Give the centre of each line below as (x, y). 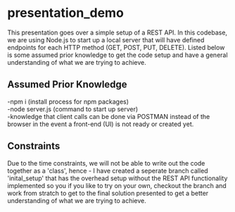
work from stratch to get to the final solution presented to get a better (108, 193)
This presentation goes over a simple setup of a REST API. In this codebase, (117, 32)
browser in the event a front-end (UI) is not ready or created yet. (101, 124)
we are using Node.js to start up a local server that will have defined (106, 39)
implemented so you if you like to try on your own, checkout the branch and (117, 185)
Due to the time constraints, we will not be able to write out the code (106, 163)
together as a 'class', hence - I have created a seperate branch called (108, 170)
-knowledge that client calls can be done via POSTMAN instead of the (109, 116)
